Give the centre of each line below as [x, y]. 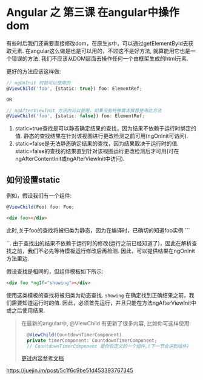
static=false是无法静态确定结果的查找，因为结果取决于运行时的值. [97, 144]
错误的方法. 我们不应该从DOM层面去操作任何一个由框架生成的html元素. [100, 58]
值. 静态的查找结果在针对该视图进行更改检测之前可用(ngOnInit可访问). [101, 136]
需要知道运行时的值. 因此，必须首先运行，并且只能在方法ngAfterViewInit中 [104, 303]
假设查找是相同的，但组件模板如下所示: [55, 271]
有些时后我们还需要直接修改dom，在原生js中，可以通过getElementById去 [98, 43]
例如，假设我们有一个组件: [39, 195]
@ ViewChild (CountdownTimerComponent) [75, 334]
